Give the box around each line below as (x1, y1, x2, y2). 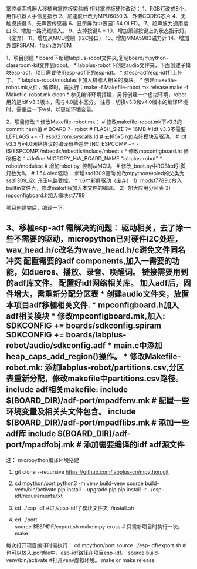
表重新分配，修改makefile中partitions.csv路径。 (6, 374, 184, 384)
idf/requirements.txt (14, 492, 63, 499)
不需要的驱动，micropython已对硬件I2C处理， (13, 234, 183, 244)
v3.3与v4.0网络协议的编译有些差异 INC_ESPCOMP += (6, 140, 135, 147)
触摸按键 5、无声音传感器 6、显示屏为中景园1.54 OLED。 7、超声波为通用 (6, 20, 184, 26)
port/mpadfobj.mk (6, 440, 75, 450)
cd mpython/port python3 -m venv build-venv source (14, 480, 144, 487)
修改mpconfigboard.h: (128, 148, 182, 155)
